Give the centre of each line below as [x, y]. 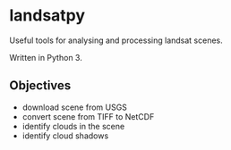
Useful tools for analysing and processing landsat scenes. [116, 40]
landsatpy [47, 16]
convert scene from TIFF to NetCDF [88, 116]
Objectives [40, 86]
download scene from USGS [75, 107]
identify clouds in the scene [73, 126]
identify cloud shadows [65, 136]
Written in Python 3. [46, 57]
